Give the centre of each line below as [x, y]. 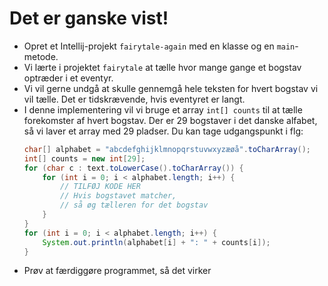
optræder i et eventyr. [68, 78]
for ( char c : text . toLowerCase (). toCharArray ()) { [133, 168]
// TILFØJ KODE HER [100, 187]
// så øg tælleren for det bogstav [134, 205]
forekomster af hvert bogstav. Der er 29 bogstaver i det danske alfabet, [170, 120]
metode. [41, 56]
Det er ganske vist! [89, 18]
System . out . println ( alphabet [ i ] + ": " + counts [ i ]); [156, 242]
